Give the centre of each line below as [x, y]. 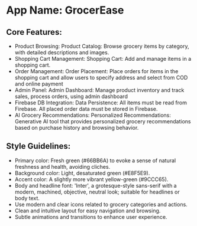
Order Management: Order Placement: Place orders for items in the [96, 71]
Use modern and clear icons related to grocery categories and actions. [101, 204]
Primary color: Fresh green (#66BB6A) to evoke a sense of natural [95, 161]
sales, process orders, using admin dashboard [71, 96]
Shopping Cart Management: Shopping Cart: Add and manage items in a [103, 59]
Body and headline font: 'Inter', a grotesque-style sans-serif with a [96, 185]
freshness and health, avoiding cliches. [62, 166]
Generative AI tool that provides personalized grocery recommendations [103, 121]
